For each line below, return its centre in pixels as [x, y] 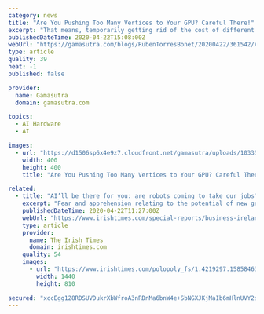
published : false [37, 74]
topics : [21, 117]
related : [22, 189]
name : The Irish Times [66, 240]
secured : [22, 298]
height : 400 [42, 167]
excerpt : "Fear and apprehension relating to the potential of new [135, 204]
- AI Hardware [38, 124]
